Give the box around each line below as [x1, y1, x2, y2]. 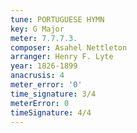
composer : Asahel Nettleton [10, 42, 128, 53]
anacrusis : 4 [10, 71, 65, 81]
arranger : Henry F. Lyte [10, 52, 114, 62]
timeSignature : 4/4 [10, 107, 92, 118]
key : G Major [10, 24, 65, 34]
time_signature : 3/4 [10, 89, 97, 99]
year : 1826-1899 [10, 61, 78, 71]
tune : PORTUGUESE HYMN [10, 14, 105, 25]
